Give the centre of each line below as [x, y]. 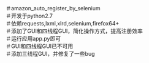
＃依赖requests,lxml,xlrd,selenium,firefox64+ [63, 23]
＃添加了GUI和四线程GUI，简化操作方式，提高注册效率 [74, 31]
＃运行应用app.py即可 [33, 38]
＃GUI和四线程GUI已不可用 [40, 46]
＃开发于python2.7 [29, 16]
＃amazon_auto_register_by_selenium [53, 8]
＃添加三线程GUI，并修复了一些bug [51, 54]
